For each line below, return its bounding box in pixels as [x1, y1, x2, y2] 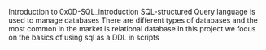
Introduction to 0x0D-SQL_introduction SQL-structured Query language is [8, 7, 256, 16]
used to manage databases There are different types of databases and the [8, 15, 258, 25]
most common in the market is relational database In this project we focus [8, 24, 256, 33]
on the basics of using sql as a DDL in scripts [8, 32, 160, 42]
